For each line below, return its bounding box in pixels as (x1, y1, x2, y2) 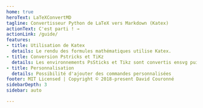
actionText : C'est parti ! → (6, 25, 80, 32)
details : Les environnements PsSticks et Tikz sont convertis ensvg (11, 59, 188, 65)
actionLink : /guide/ (6, 31, 59, 37)
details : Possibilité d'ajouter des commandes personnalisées (11, 71, 172, 77)
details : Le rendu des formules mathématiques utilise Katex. (11, 48, 172, 54)
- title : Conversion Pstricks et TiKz (6, 54, 104, 60)
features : (6, 37, 31, 43)
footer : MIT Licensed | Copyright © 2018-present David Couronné (6, 76, 174, 82)
